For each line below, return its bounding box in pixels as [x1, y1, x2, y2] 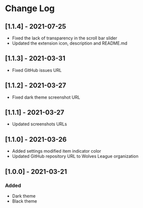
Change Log [5, 3, 55, 14]
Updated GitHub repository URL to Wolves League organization [12, 154, 139, 159]
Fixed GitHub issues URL [12, 67, 62, 73]
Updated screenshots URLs [12, 121, 67, 127]
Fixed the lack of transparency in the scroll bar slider [12, 35, 117, 41]
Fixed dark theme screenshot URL [12, 94, 80, 100]
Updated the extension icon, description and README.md [12, 40, 127, 46]
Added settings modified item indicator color [12, 148, 101, 154]
